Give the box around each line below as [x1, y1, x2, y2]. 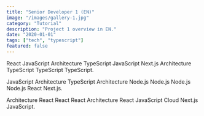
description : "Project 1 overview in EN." [6, 26, 117, 32]
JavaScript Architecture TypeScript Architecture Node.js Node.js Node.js [6, 78, 191, 85]
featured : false [6, 43, 48, 49]
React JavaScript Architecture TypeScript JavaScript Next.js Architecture [6, 59, 192, 67]
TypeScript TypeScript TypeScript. [6, 66, 94, 73]
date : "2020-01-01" [6, 32, 57, 38]
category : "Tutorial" [6, 20, 62, 26]
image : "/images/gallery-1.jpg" [6, 15, 89, 21]
